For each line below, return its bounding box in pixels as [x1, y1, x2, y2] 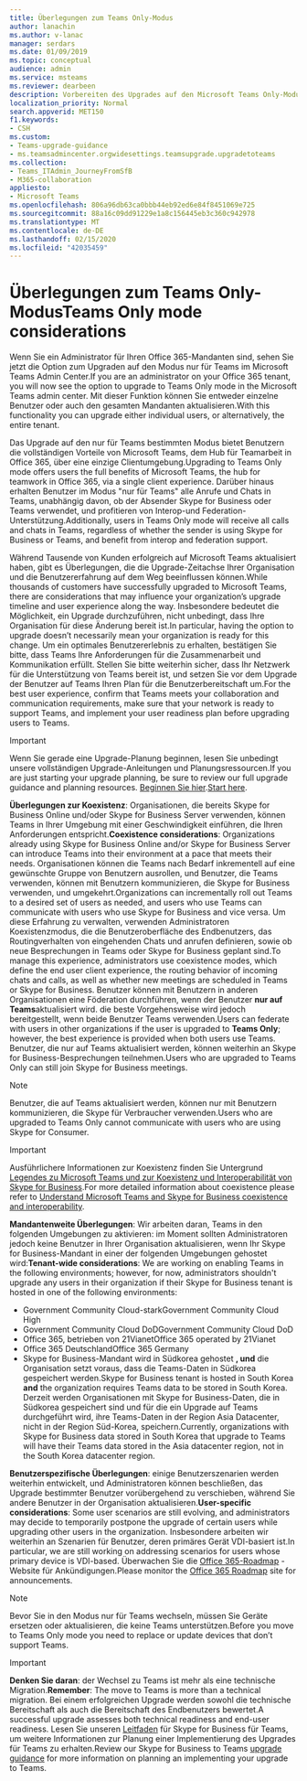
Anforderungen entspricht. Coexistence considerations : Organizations [9, 829, 276, 840]
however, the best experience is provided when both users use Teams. [9, 1033, 276, 1044]
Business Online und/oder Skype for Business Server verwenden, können [9, 810, 286, 821]
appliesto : [9, 184, 51, 193]
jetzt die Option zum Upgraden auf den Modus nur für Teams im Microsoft [9, 361, 289, 372]
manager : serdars [9, 38, 76, 48]
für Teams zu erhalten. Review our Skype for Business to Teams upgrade [9, 1743, 282, 1754]
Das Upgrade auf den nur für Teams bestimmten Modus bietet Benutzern [9, 437, 285, 448]
